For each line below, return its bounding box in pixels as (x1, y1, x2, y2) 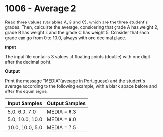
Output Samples (47, 100, 86, 107)
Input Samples (7, 100, 43, 107)
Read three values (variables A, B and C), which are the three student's (5, 19, 148, 25)
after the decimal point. (5, 59, 52, 65)
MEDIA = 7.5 (47, 124, 77, 131)
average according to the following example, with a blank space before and (5, 83, 157, 89)
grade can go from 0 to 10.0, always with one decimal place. (5, 35, 126, 41)
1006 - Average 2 (5, 3, 77, 14)
